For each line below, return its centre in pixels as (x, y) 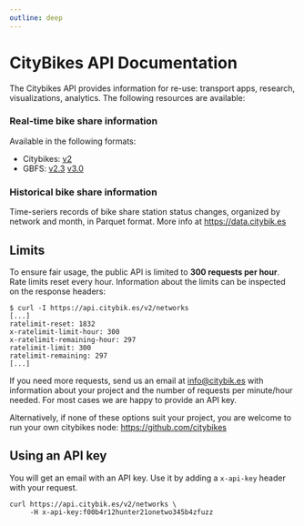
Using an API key (58, 456)
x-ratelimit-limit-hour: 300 (65, 332)
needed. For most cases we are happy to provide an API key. (123, 400)
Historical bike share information (83, 192)
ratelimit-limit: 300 (51, 348)
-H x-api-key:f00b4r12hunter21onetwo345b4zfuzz (122, 512)
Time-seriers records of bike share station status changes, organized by (145, 212)
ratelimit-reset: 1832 (52, 324)
